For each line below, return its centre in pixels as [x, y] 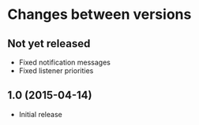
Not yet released [49, 44]
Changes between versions [99, 15]
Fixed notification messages [65, 62]
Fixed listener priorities [56, 71]
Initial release [40, 114]
